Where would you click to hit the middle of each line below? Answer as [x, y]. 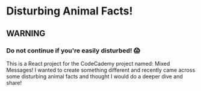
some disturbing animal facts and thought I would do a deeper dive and [95, 76]
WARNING [26, 33]
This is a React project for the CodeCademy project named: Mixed [88, 63]
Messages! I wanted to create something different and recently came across [101, 70]
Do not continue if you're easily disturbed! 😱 [73, 51]
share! [14, 83]
